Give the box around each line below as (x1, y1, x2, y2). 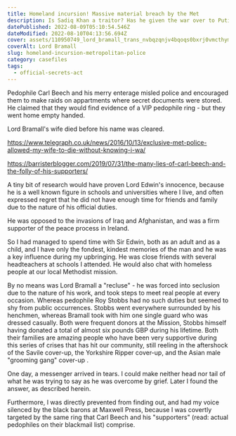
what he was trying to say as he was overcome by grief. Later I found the (7, 377, 218, 385)
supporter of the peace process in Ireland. (7, 224, 130, 232)
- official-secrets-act (13, 69, 83, 76)
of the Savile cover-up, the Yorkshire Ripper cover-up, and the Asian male (7, 348, 221, 357)
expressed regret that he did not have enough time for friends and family (7, 195, 218, 204)
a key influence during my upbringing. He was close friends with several (7, 252, 216, 261)
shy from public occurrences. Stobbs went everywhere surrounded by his (7, 303, 221, 312)
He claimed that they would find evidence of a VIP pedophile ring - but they (7, 103, 226, 112)
